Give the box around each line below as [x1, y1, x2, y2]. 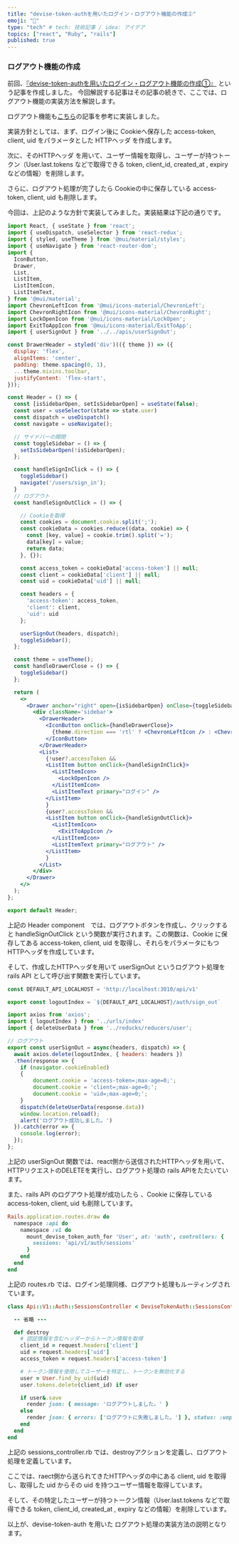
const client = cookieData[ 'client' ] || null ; [20, 571, 161, 578]
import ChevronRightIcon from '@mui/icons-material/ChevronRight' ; [7, 308, 212, 315]
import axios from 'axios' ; [7, 1011, 91, 1018]
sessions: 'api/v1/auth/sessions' [33, 1240, 135, 1247]
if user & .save [20, 1394, 62, 1402]
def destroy [14, 1329, 50, 1336]
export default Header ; [7, 907, 78, 914]
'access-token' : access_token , [26, 598, 119, 605]
